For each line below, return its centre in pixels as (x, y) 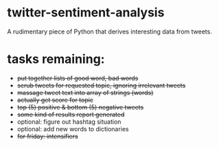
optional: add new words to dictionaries (73, 129)
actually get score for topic (55, 100)
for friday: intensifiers (47, 136)
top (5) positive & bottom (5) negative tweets (80, 107)
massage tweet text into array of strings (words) (85, 92)
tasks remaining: (56, 59)
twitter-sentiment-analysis (86, 13)
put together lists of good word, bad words (78, 78)
